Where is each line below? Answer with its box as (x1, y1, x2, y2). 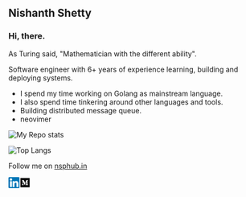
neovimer (19, 114, 52, 124)
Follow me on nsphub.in (8, 161, 88, 170)
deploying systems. (8, 72, 73, 83)
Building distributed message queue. (19, 105, 142, 115)
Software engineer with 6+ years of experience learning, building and (8, 64, 239, 74)
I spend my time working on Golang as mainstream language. (19, 88, 223, 98)
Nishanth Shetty (8, 6, 92, 20)
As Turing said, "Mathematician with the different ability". (8, 48, 197, 59)
